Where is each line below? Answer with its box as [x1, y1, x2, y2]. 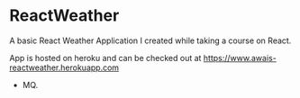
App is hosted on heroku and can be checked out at [9, 52, 202, 63]
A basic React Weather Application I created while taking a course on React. [9, 35, 292, 46]
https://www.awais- [203, 52, 277, 63]
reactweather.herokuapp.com [9, 62, 120, 73]
